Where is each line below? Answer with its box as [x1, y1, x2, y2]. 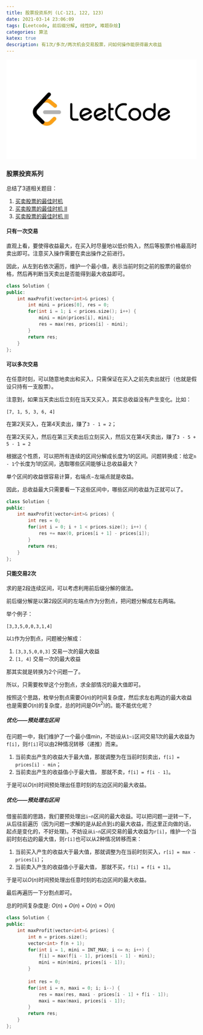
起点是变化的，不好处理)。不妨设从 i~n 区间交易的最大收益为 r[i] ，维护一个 [6, 828, 192, 835]
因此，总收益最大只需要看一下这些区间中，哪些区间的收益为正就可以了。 [6, 485, 186, 493]
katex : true [6, 35, 36, 42]
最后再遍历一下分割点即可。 [6, 889, 76, 896]
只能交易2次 [6, 570, 36, 577]
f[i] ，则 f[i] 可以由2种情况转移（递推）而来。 [6, 740, 121, 747]
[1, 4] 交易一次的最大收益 [14, 655, 81, 662]
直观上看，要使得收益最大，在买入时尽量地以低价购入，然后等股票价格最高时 [6, 242, 197, 249]
